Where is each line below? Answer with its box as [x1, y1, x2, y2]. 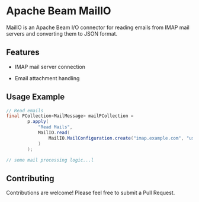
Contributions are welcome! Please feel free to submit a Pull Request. [6, 189, 175, 197]
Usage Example [6, 92, 65, 102]
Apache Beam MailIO [6, 4, 111, 18]
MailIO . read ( [37, 130, 70, 136]
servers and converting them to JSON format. [6, 30, 118, 37]
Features [6, 48, 40, 58]
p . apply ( [27, 119, 49, 125]
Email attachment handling [14, 74, 80, 81]
